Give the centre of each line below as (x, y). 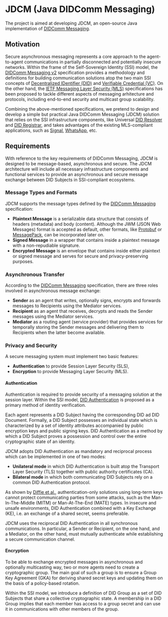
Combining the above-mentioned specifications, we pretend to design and (82, 109)
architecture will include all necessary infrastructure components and (77, 169)
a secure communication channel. (40, 539)
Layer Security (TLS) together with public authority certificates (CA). (83, 472)
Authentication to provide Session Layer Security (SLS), (71, 366)
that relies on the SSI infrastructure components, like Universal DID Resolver (84, 120)
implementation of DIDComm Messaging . (48, 28)
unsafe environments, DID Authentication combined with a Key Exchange (81, 508)
